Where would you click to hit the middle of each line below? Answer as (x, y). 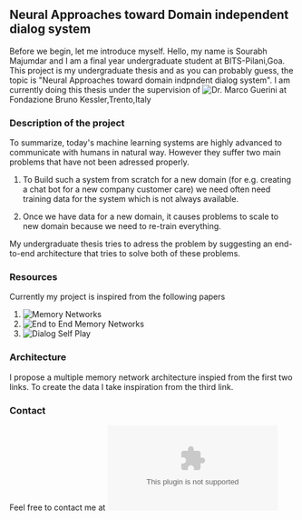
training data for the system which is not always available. (130, 199)
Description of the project (67, 123)
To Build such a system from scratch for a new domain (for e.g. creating (157, 180)
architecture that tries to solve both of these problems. (138, 254)
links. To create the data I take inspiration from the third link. (122, 386)
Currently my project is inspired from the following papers (117, 297)
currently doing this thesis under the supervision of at (148, 89)
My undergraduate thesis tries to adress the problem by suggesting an (141, 244)
